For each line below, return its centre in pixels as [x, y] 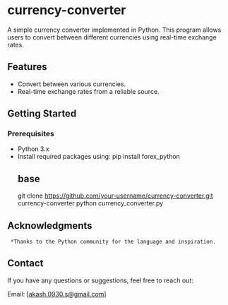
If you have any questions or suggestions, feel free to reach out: [101, 280]
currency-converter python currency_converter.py [90, 203]
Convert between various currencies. [72, 84]
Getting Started [42, 114]
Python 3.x [33, 149]
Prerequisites [31, 134]
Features [27, 67]
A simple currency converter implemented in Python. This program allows [114, 30]
